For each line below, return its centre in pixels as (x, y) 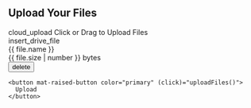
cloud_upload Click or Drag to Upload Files (78, 32)
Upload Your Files (53, 13)
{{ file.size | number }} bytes (55, 57)
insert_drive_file (34, 40)
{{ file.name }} (31, 49)
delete (21, 67)
